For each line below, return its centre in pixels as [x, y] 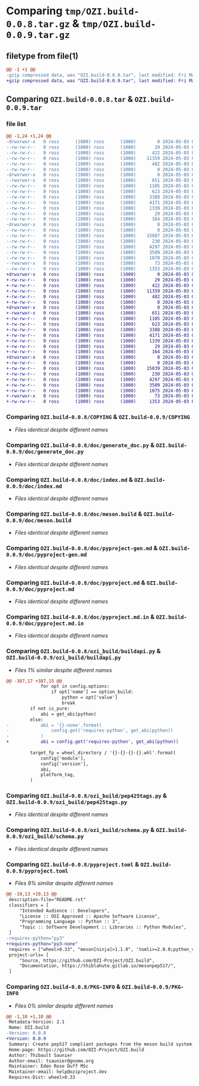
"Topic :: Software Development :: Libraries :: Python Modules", [103, 927]
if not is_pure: [50, 708]
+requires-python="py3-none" [42, 944]
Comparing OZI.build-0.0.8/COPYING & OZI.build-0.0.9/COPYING [98, 417]
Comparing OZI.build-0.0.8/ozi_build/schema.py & [81, 830]
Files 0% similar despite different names [64, 1006]
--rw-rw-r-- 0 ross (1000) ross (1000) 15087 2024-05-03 [98, 236]
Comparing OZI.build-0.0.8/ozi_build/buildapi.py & [84, 651]
